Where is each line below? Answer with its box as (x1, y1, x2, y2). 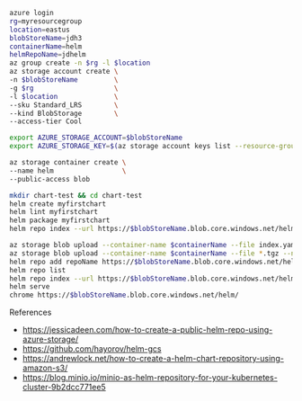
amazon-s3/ (22, 362, 68, 373)
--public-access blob (9, 174, 91, 183)
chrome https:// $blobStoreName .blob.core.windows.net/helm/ (9, 290, 240, 300)
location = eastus (9, 25, 70, 34)
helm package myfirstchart (9, 216, 111, 225)
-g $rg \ (9, 84, 119, 93)
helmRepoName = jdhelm (9, 50, 87, 59)
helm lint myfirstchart (9, 208, 99, 217)
